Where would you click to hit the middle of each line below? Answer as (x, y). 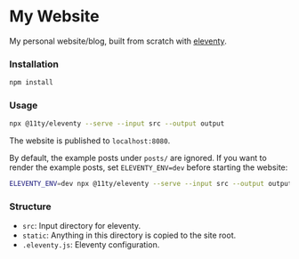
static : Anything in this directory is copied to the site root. (129, 235)
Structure (30, 206)
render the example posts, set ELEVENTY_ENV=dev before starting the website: (149, 167)
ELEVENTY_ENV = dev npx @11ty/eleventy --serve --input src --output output (151, 184)
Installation (34, 64)
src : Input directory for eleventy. (81, 226)
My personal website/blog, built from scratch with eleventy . (118, 41)
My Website (54, 16)
